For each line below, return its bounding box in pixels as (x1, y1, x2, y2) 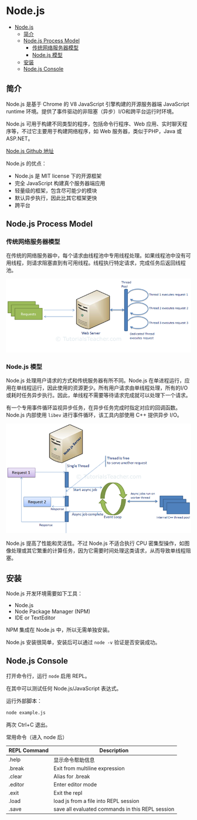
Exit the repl (53, 789, 83, 796)
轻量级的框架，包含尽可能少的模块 (14, 187, 97, 194)
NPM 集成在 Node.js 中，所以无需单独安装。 (6, 626, 113, 633)
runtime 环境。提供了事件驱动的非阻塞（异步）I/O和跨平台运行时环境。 (6, 107, 177, 115)
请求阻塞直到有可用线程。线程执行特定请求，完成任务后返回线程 (31, 259, 186, 266)
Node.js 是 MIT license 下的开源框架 (14, 172, 102, 179)
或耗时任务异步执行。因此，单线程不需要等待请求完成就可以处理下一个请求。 (6, 392, 191, 399)
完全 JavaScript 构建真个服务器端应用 (14, 179, 106, 187)
